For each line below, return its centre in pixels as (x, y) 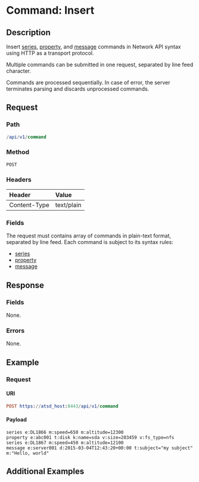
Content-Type (29, 205)
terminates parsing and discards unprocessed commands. (78, 89)
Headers (19, 180)
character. (19, 71)
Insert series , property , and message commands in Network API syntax (94, 47)
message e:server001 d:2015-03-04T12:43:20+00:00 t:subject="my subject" (100, 448)
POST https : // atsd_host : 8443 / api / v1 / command (62, 406)
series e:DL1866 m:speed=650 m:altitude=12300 (65, 432)
